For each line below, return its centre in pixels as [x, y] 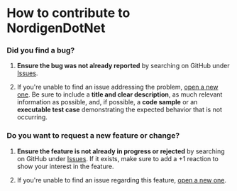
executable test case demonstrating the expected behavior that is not [120, 110]
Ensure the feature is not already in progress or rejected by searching [121, 151]
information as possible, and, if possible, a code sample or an [107, 102]
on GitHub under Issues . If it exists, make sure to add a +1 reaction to [118, 158]
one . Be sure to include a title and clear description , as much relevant [120, 94]
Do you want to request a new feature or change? [93, 136]
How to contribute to [68, 13]
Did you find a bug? [41, 50]
